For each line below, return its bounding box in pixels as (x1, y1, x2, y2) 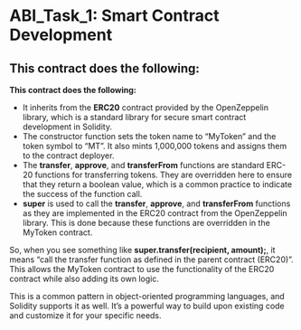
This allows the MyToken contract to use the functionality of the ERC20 (9, 264, 275, 274)
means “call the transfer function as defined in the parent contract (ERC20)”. (9, 254, 294, 265)
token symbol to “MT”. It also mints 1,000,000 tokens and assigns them (22, 141, 287, 151)
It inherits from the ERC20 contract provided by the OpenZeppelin (22, 102, 269, 113)
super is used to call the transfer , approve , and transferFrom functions (22, 198, 291, 209)
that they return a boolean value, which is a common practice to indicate (22, 179, 292, 190)
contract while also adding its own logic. (9, 273, 160, 284)
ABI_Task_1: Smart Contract (9, 5, 220, 26)
